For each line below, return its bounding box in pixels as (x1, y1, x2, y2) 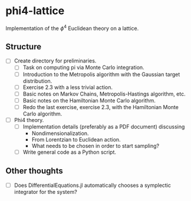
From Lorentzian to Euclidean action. (31, 136, 121, 143)
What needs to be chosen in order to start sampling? (31, 142, 160, 149)
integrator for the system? (14, 188, 77, 195)
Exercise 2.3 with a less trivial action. (22, 84, 113, 91)
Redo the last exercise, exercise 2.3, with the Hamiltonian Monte (22, 103, 179, 110)
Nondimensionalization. (31, 130, 89, 137)
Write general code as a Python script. (22, 149, 116, 156)
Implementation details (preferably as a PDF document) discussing (22, 123, 185, 130)
